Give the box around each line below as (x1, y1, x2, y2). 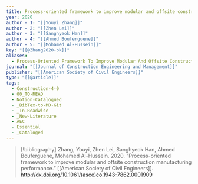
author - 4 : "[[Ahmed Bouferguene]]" (6, 36, 99, 42)
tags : (6, 80, 19, 86)
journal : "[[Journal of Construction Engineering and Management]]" (6, 63, 178, 70)
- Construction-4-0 (11, 86, 60, 92)
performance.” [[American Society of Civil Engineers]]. (20, 164, 154, 172)
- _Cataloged (11, 130, 44, 136)
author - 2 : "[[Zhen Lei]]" (6, 25, 75, 31)
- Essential (11, 124, 41, 130)
